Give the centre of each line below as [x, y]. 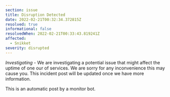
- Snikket [20, 43]
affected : [16, 39]
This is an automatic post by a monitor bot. [51, 89]
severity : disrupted [27, 48]
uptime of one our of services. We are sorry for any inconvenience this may [85, 68]
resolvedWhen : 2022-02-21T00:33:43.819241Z [53, 34]
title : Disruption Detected [35, 15]
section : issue [22, 10]
